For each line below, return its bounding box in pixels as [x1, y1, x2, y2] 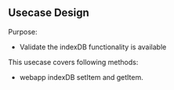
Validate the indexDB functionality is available [19, 42, 167, 52]
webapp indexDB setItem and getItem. [19, 72, 143, 81]
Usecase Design [8, 6, 90, 20]
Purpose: [8, 27, 38, 36]
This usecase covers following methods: [8, 57, 139, 67]
